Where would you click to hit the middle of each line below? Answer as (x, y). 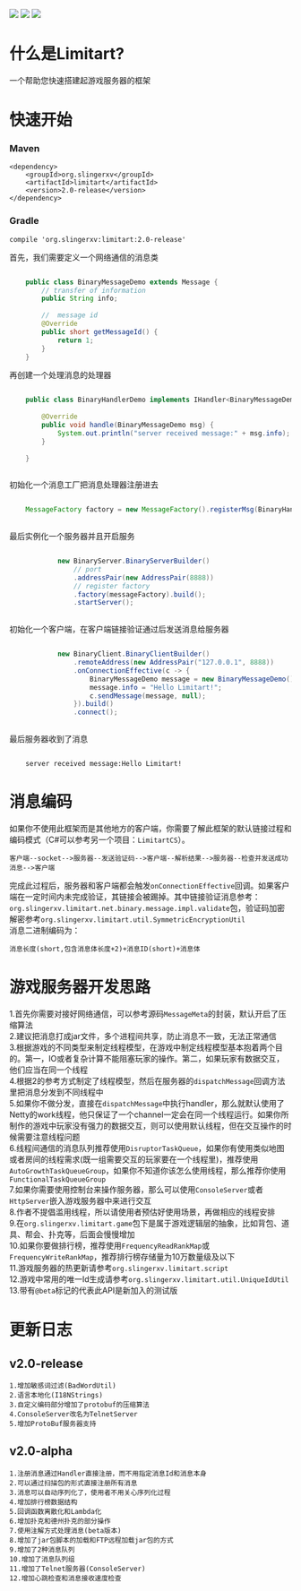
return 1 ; (75, 340)
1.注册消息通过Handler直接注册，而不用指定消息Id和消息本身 (108, 1474)
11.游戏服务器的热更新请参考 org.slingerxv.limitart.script (119, 1268)
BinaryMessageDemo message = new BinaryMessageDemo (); (193, 679)
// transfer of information (94, 290)
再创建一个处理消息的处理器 (60, 375)
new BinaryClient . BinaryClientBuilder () (133, 654)
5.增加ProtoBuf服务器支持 (53, 1423)
